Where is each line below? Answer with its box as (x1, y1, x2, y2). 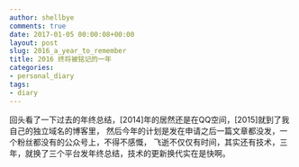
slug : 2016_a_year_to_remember (9, 47, 127, 56)
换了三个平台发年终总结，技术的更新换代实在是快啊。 (32, 147, 231, 158)
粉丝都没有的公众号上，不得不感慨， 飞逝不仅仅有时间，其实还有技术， (16, 136, 280, 147)
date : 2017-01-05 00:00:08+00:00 (9, 30, 135, 39)
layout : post (9, 38, 59, 48)
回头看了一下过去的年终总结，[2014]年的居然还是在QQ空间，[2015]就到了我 (9, 114, 290, 125)
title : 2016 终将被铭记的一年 (9, 55, 113, 64)
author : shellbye (9, 13, 75, 22)
